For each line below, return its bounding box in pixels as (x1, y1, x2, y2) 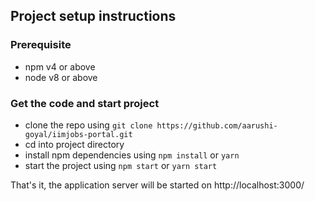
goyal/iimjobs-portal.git (24, 129, 133, 139)
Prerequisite (10, 38, 72, 52)
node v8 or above (24, 71, 98, 83)
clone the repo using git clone (24, 119, 153, 131)
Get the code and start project (10, 96, 160, 110)
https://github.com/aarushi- (156, 120, 278, 131)
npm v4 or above (24, 60, 96, 73)
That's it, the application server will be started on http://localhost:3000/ (10, 179, 305, 191)
